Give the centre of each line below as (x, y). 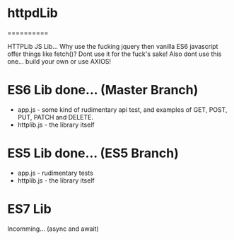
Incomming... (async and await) (53, 229)
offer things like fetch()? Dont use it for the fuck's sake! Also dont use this (115, 54)
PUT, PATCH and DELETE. (55, 117)
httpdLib (33, 13)
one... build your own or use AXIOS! (59, 61)
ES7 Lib (29, 209)
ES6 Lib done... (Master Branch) (103, 90)
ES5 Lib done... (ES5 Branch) (93, 153)
